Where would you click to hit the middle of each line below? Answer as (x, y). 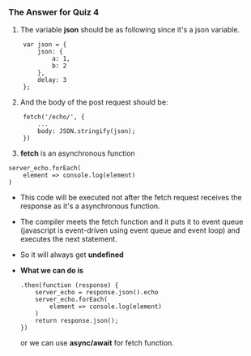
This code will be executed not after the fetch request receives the (131, 198)
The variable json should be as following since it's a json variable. (130, 30)
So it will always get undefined (72, 255)
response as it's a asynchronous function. (90, 206)
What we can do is (51, 271)
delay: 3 (52, 80)
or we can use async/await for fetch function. (97, 343)
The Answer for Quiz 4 (54, 12)
